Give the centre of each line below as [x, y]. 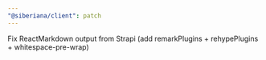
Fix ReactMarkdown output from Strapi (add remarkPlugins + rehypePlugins [133, 38]
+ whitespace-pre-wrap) [48, 47]
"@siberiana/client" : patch [55, 16]
